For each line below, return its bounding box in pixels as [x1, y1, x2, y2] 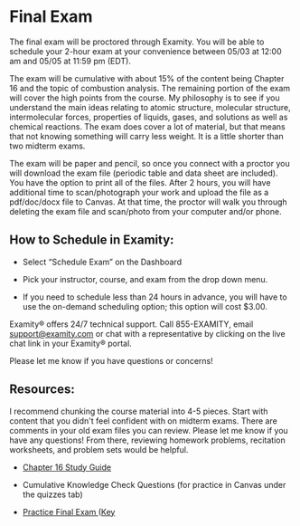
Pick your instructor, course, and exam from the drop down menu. [22, 273, 268, 284]
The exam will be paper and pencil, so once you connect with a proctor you [9, 158, 291, 168]
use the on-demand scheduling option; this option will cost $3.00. [22, 301, 268, 311]
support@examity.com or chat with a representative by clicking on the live [9, 328, 286, 339]
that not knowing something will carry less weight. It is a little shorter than [9, 130, 284, 141]
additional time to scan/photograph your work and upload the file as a [9, 186, 269, 197]
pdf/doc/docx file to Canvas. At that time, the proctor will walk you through [9, 196, 287, 207]
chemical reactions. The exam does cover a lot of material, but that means [9, 120, 286, 132]
